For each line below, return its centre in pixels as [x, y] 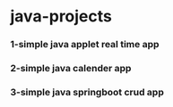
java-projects [61, 16]
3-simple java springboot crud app [87, 92]
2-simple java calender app [71, 69]
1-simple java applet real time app [85, 45]
